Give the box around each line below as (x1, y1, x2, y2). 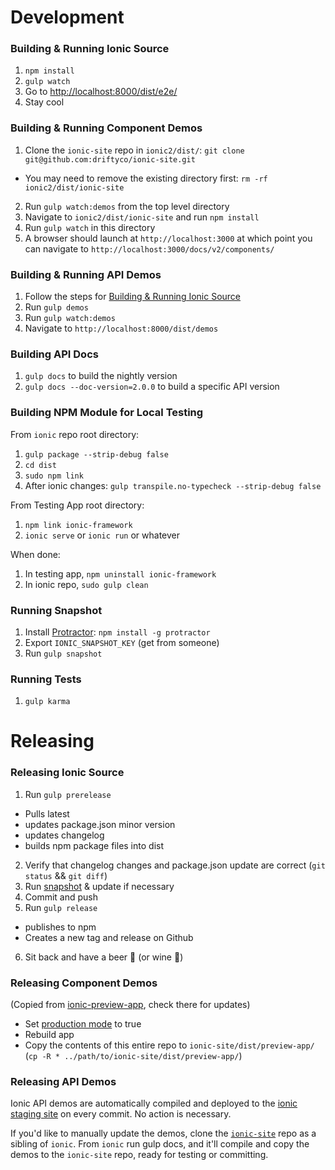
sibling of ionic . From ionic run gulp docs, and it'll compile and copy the (10, 1138, 310, 1150)
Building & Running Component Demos (10, 121, 203, 135)
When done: (10, 548, 61, 560)
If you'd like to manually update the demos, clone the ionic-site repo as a (10, 1127, 317, 1140)
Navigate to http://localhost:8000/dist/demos (24, 322, 219, 335)
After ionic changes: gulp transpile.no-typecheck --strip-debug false (24, 479, 322, 491)
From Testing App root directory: (10, 499, 145, 511)
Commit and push (24, 891, 99, 903)
